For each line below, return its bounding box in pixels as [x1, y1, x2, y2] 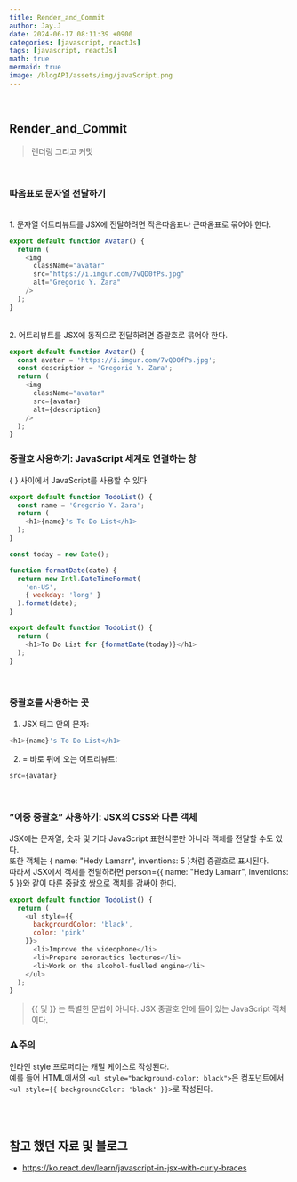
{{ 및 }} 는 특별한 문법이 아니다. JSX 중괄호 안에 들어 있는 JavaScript [30, 1003, 271, 1015]
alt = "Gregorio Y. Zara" [32, 278, 122, 287]
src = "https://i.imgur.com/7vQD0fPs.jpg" [32, 270, 185, 279]
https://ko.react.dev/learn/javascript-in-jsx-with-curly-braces [21, 1162, 247, 1173]
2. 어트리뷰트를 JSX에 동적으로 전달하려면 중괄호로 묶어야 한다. [9, 329, 229, 340]
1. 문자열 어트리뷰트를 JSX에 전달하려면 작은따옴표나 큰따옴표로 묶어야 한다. [9, 219, 271, 230]
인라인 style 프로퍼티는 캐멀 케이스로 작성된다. [9, 1061, 170, 1072]
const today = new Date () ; [9, 549, 109, 559]
